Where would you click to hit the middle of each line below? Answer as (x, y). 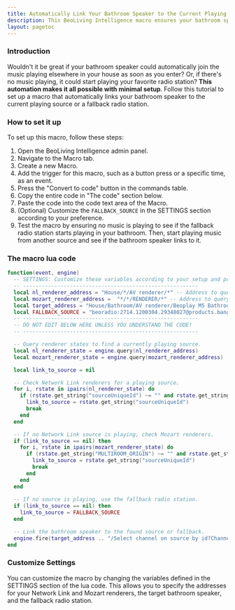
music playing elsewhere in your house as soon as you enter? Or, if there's (114, 74)
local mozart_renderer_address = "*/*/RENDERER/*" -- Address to (112, 299)
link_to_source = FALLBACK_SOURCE (70, 513)
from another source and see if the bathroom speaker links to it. (109, 240)
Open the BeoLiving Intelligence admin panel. (83, 151)
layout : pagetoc (31, 27)
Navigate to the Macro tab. (56, 158)
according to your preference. (60, 217)
